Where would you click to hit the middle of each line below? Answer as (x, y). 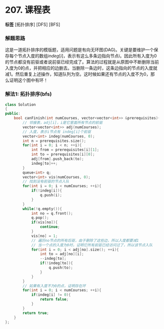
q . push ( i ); (51, 195)
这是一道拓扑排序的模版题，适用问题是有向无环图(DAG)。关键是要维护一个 (80, 50)
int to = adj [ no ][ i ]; (62, 254)
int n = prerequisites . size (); (54, 141)
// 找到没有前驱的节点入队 (46, 182)
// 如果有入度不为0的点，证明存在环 (54, 286)
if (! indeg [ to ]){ (56, 263)
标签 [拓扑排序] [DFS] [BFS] (33, 24)
